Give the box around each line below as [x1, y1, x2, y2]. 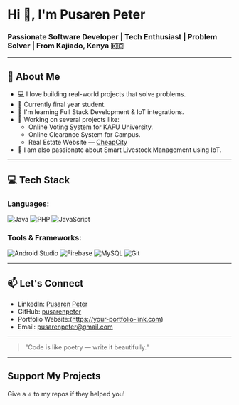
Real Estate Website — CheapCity [28, 138, 128, 147]
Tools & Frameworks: [7, 232, 82, 242]
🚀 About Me [7, 71, 60, 83]
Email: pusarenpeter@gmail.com [17, 322, 113, 331]
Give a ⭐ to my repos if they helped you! [7, 389, 125, 398]
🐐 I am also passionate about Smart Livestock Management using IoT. [17, 145, 222, 154]
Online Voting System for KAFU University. [28, 123, 153, 131]
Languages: [7, 199, 50, 209]
